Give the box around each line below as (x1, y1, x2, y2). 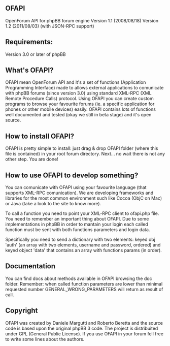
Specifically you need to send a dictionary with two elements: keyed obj (5, 236, 156, 243)
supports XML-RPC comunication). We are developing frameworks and (5, 190, 154, 196)
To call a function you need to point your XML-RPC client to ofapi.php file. (5, 210, 159, 216)
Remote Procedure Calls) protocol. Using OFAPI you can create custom (5, 96, 154, 102)
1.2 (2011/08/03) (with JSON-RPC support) (5, 23, 95, 29)
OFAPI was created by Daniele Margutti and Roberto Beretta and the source (5, 320, 163, 326)
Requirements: (5, 38, 53, 46)
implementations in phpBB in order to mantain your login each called (5, 221, 148, 228)
